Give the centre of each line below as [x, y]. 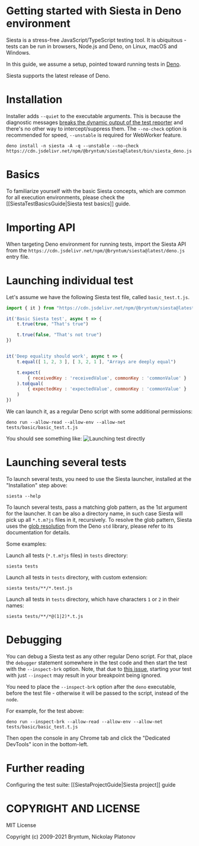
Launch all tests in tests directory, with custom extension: [77, 577]
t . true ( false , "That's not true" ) [59, 335]
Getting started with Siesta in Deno [94, 11]
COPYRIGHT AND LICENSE [73, 809]
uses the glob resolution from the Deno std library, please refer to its [90, 526]
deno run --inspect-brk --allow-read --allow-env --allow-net [84, 722]
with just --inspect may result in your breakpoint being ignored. [84, 675]
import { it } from [30, 308]
